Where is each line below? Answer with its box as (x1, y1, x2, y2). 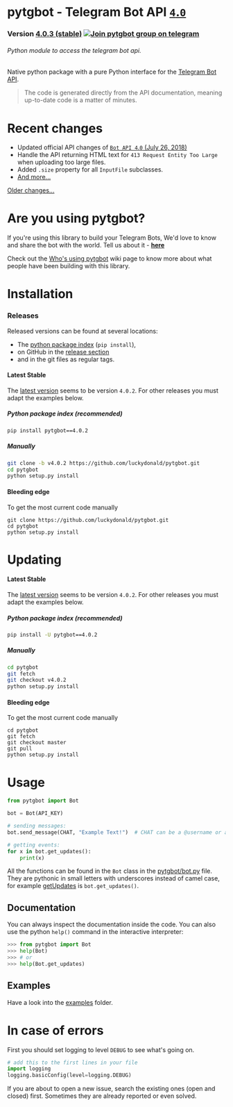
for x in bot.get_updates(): (7, 848, 92, 855)
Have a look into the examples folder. (7, 998, 113, 1006)
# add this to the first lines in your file (7, 1059, 138, 1066)
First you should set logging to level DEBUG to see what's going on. (7, 1045, 195, 1053)
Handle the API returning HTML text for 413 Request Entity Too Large (17, 151, 218, 159)
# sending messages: (7, 823, 67, 830)
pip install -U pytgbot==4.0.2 (7, 631, 98, 638)
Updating (7, 552, 62, 567)
